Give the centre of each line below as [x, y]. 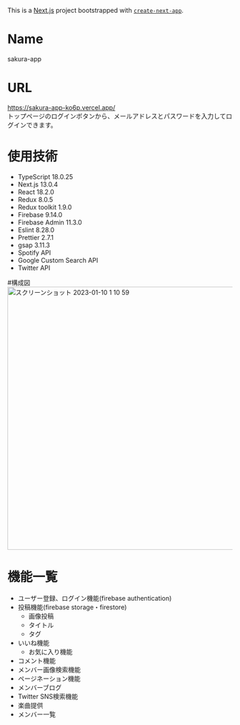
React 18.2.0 [36, 191]
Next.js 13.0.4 [38, 184]
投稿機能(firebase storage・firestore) [72, 607]
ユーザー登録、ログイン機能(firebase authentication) [95, 598]
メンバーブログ [40, 687]
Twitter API [34, 268]
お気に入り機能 [50, 651]
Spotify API [34, 252]
